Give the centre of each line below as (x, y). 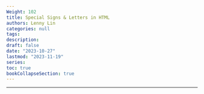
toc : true (19, 68)
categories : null (28, 29)
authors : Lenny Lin (31, 23)
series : (16, 62)
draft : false (23, 46)
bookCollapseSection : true (40, 74)
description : (23, 40)
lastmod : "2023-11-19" (35, 57)
